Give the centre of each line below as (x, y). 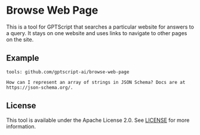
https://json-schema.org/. (40, 87)
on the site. (20, 39)
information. (21, 126)
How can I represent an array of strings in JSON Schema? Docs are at (96, 82)
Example (23, 58)
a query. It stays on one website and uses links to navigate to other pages (97, 33)
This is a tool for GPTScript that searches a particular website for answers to (100, 27)
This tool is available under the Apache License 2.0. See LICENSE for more (98, 120)
